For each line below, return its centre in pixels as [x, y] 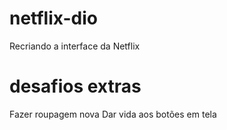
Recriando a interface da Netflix [75, 46]
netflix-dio [53, 18]
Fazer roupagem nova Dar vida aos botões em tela [113, 114]
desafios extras [75, 86]
